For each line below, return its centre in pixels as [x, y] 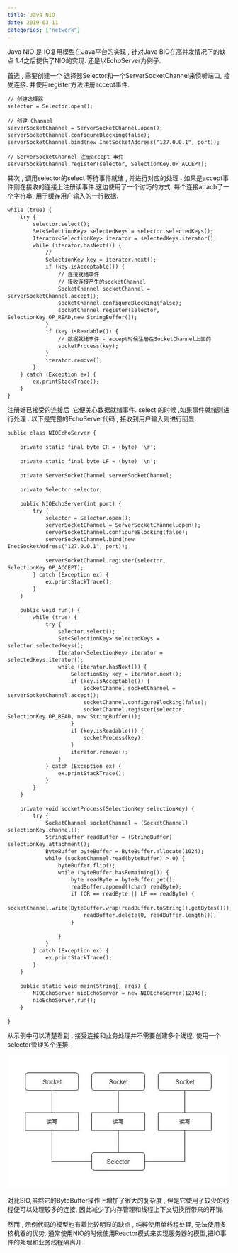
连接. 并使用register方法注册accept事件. [71, 84]
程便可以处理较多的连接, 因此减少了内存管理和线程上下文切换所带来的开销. [116, 1210]
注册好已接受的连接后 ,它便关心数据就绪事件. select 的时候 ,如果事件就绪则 [115, 410]
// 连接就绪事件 [79, 274]
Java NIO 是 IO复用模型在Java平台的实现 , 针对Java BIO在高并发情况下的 [113, 52]
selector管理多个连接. [39, 1045]
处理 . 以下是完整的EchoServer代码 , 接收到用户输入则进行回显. [105, 419]
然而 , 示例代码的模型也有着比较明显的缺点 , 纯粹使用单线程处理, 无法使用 [114, 1225]
